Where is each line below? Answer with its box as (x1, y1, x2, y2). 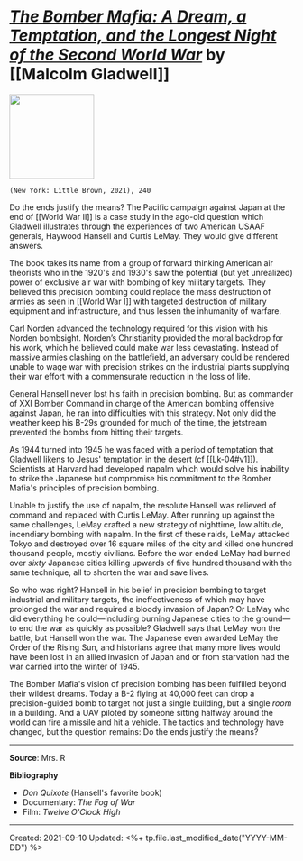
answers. (9, 240, 43, 251)
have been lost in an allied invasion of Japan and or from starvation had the (9, 651, 289, 662)
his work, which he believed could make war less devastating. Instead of (9, 342, 280, 353)
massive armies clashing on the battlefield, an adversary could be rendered (9, 352, 290, 362)
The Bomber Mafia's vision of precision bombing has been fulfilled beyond (9, 678, 287, 689)
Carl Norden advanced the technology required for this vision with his (9, 323, 269, 334)
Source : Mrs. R (9, 752, 66, 763)
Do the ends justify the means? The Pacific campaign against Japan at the (9, 201, 286, 213)
